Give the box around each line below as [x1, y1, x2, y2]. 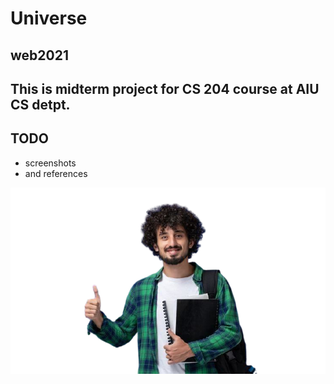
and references [24, 167, 88, 179]
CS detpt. [10, 96, 71, 113]
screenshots [24, 157, 77, 169]
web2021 [10, 47, 69, 64]
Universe [10, 7, 88, 30]
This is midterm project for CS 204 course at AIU [10, 80, 320, 97]
